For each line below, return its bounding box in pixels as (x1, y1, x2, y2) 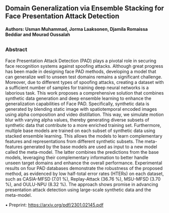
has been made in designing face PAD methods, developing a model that (5, 68, 156, 74)
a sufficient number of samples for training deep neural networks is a (5, 84, 149, 91)
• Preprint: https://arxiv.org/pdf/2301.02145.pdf (5, 202, 104, 208)
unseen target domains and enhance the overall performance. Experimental (5, 159, 162, 166)
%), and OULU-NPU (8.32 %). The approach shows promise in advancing (5, 181, 158, 187)
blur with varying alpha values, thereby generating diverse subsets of (5, 116, 150, 123)
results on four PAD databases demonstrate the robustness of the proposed (5, 165, 163, 171)
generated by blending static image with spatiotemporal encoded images (5, 106, 157, 112)
